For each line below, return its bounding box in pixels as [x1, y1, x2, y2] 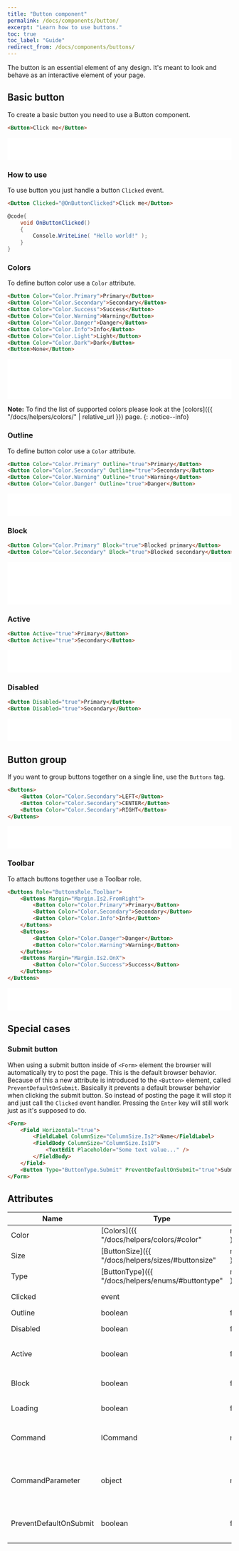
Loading [11, 1403, 38, 1413]
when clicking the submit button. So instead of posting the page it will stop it [7, 1091, 232, 1099]
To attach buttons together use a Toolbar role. [7, 874, 142, 883]
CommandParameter [11, 1475, 80, 1485]
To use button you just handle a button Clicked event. [7, 186, 164, 194]
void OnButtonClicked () [20, 219, 91, 226]
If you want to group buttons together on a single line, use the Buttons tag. [7, 772, 225, 782]
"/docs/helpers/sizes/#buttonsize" [100, 1256, 217, 1265]
